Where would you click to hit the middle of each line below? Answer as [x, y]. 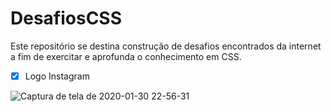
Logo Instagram [57, 76]
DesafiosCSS [66, 18]
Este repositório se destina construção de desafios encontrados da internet [166, 46]
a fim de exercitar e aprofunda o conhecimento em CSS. [126, 56]
